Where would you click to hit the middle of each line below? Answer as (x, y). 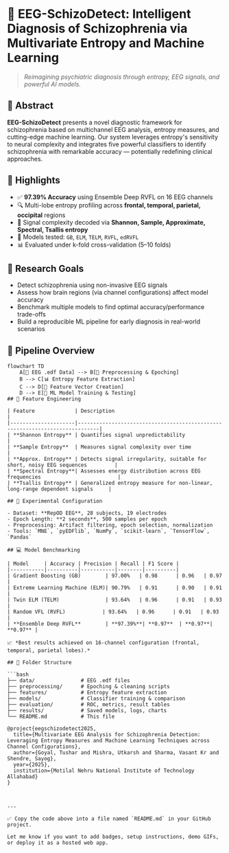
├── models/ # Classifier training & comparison (96, 699)
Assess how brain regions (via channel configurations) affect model (112, 293)
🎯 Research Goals (46, 268)
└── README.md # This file (61, 717)
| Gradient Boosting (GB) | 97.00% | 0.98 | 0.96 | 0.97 (115, 576)
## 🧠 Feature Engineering (44, 399)
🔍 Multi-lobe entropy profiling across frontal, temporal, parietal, (109, 205)
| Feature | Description (61, 411)
